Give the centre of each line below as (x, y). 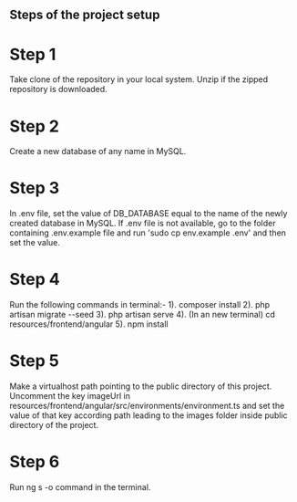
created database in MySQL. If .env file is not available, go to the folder (143, 224)
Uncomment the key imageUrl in (70, 396)
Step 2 (34, 126)
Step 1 (33, 54)
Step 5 (34, 361)
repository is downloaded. (58, 89)
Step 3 (35, 188)
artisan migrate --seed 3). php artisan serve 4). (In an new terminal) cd (143, 315)
